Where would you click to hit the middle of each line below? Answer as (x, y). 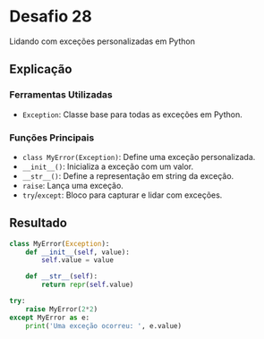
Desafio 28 (51, 17)
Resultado (38, 223)
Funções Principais (52, 138)
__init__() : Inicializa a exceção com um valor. (108, 166)
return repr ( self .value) (88, 285)
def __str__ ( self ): (62, 276)
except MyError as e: (50, 318)
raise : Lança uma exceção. (72, 185)
